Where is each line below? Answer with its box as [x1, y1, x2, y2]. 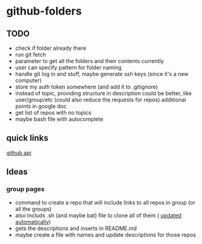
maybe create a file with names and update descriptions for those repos [15, 231, 197, 238]
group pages [6, 185, 45, 194]
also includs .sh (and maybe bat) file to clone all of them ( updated [15, 211, 181, 219]
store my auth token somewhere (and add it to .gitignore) [15, 83, 158, 90]
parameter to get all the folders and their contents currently [15, 58, 164, 64]
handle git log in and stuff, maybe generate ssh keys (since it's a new [15, 70, 189, 77]
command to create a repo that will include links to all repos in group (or [15, 198, 196, 206]
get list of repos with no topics [15, 109, 92, 116]
